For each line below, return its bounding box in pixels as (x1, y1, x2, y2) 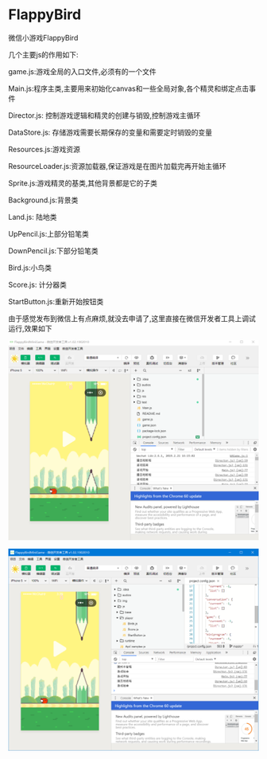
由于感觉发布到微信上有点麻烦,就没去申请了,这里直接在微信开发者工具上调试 (8, 313, 257, 323)
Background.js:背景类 (8, 195, 79, 205)
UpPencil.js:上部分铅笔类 (8, 229, 89, 238)
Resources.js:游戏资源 (8, 144, 81, 154)
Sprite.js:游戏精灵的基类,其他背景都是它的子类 (8, 178, 157, 188)
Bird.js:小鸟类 (8, 263, 52, 272)
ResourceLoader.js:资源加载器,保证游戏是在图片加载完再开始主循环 (8, 161, 226, 170)
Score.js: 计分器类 (8, 280, 68, 289)
